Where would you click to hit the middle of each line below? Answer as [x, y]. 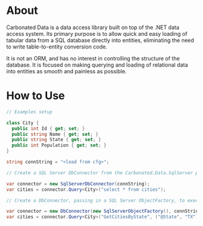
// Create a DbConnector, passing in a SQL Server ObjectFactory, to [96, 201]
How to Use [36, 96]
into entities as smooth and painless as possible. [66, 71]
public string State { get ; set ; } [56, 140]
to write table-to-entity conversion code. [57, 47]
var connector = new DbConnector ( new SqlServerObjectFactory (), [89, 211]
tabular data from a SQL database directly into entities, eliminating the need [100, 40]
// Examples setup [29, 112]
